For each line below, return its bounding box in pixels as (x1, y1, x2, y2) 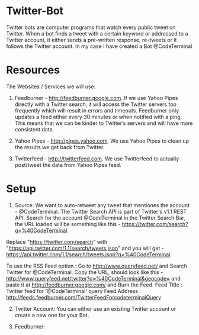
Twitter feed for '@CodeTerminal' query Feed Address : (6, 287, 141, 294)
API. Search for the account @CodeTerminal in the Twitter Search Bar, (14, 214, 185, 221)
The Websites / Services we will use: (6, 83, 96, 90)
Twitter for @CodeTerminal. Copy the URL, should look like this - (6, 268, 163, 276)
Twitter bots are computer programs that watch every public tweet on (6, 24, 176, 31)
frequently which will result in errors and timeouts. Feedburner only (14, 107, 179, 114)
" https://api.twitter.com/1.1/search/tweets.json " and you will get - (6, 244, 165, 252)
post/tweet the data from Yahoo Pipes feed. (14, 161, 121, 168)
